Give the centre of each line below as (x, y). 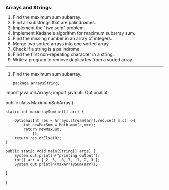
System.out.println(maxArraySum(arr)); (56, 164)
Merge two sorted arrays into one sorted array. (61, 44)
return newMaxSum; (43, 129)
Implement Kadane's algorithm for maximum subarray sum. (74, 33)
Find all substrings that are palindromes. (54, 22)
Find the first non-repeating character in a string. (63, 54)
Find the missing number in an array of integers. (62, 38)
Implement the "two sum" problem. (49, 28)
